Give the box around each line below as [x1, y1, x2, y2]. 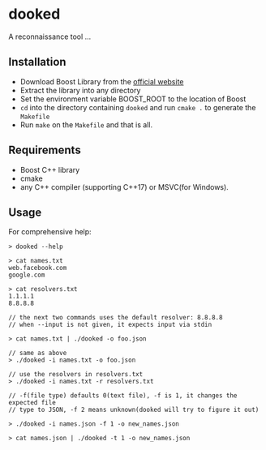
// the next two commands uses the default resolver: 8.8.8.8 [8, 314, 223, 322]
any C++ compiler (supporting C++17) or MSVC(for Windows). [19, 182, 229, 191]
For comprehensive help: [8, 227, 92, 237]
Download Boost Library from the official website [19, 76, 184, 86]
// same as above [8, 349, 67, 358]
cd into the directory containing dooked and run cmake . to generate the [19, 102, 256, 112]
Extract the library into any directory [19, 85, 141, 95]
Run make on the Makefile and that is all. [19, 119, 152, 130]
